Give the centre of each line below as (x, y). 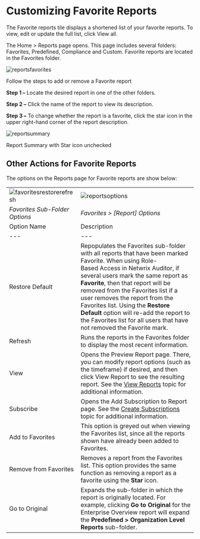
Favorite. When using (110, 260)
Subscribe (24, 409)
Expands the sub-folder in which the (132, 490)
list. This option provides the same (128, 465)
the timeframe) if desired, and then (129, 369)
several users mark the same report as (134, 275)
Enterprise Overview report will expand (135, 512)
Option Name (28, 226)
